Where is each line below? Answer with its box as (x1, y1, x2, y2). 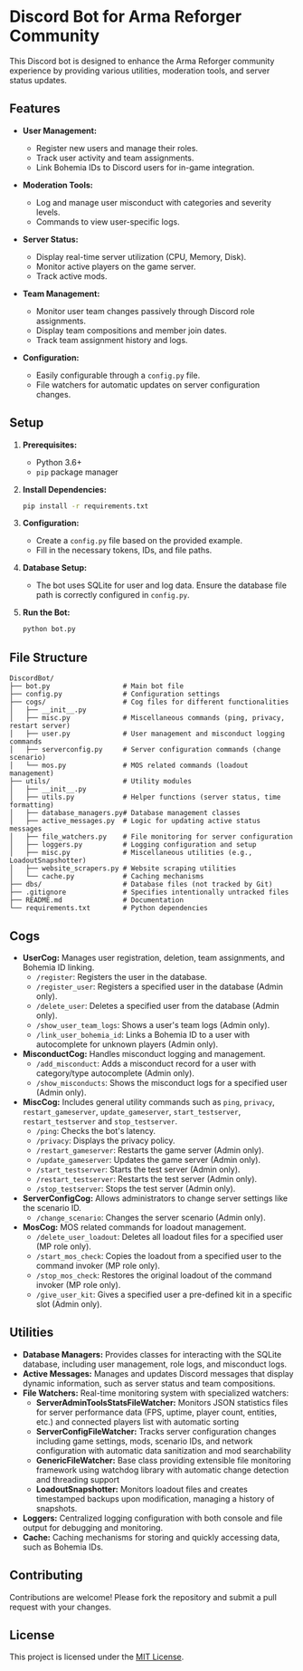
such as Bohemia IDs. (22, 1541, 104, 1552)
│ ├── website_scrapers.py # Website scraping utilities (9, 864, 237, 873)
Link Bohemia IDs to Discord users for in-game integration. (35, 161, 255, 173)
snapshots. (35, 1503, 78, 1513)
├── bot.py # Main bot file (9, 682, 184, 691)
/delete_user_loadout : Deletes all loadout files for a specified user (35, 1231, 284, 1242)
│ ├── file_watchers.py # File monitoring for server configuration (9, 832, 294, 841)
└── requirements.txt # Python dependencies (9, 904, 208, 913)
